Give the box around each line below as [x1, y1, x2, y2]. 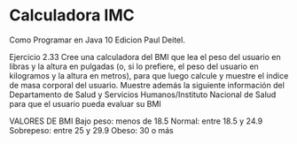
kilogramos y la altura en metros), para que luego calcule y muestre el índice [9, 70, 289, 80]
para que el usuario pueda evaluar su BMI [9, 98, 161, 109]
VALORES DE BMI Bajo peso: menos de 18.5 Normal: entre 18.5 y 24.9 [9, 116, 263, 126]
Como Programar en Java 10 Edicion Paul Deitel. [9, 34, 186, 45]
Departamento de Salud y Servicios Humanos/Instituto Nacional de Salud [9, 89, 277, 100]
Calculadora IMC [9, 5, 135, 26]
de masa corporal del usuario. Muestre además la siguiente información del [9, 80, 285, 90]
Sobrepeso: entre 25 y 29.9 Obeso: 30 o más [9, 125, 175, 135]
